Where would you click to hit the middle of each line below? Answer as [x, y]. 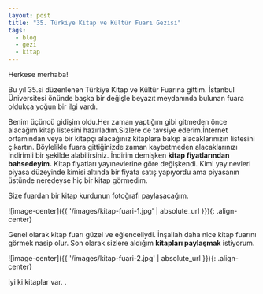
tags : [17, 30]
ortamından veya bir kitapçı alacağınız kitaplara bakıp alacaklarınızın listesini [131, 138]
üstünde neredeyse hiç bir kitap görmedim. [78, 180]
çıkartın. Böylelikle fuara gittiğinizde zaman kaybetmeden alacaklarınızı [123, 147]
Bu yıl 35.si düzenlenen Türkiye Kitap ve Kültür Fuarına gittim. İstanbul [121, 90]
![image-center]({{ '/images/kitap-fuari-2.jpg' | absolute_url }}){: [112, 258]
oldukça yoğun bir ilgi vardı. [53, 106]
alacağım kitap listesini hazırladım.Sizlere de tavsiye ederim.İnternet [118, 130]
